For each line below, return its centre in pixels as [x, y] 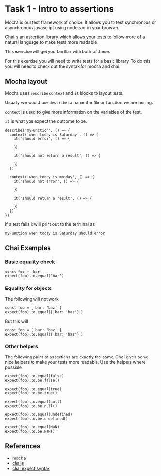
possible [14, 367]
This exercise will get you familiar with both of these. [58, 51]
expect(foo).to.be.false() [32, 381]
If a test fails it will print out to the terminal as [50, 224]
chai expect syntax [31, 468]
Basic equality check [30, 262]
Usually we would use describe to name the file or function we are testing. [79, 102]
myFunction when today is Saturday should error [55, 233]
